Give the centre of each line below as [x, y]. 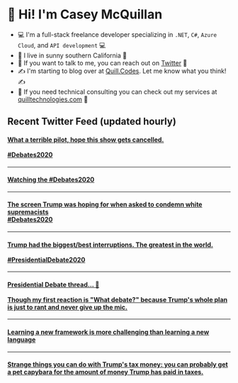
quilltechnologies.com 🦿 [53, 99]
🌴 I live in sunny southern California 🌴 [72, 55]
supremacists [28, 212]
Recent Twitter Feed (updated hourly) [92, 122]
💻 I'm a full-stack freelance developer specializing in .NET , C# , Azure [117, 34]
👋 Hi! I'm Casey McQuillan [85, 15]
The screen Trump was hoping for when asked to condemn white [105, 204]
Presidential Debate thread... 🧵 [53, 284]
